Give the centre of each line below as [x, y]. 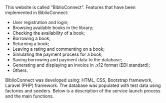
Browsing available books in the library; [53, 28]
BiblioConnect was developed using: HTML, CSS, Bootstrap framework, [79, 80]
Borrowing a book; [31, 38]
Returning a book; [31, 44]
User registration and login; [40, 22]
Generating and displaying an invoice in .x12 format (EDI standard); [81, 65]
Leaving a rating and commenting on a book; [58, 49]
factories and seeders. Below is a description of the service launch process [83, 91]
